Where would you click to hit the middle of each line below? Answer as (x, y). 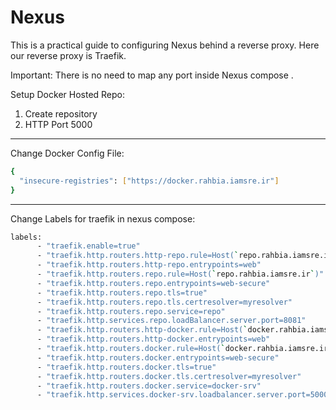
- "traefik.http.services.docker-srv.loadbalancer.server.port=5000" (184, 395)
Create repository (61, 113)
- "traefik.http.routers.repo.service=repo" (131, 311)
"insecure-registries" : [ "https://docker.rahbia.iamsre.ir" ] (149, 181)
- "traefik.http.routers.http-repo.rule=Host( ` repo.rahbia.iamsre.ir (184, 256)
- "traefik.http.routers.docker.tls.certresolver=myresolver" (169, 376)
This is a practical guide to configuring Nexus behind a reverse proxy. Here (165, 45)
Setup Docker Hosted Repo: (68, 94)
